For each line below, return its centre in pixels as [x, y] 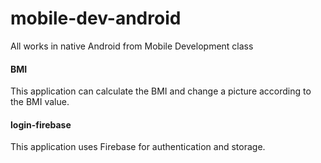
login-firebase [41, 124]
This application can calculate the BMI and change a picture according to [161, 91]
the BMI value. [40, 102]
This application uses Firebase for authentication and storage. [138, 147]
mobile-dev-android [96, 18]
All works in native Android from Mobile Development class [132, 46]
